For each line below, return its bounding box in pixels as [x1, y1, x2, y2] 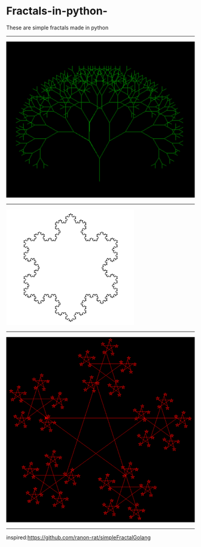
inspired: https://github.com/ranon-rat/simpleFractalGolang [6, 534, 151, 541]
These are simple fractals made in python [6, 24, 109, 31]
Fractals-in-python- [6, 4, 108, 18]
